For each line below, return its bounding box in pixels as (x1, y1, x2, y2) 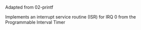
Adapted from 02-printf (5, 4, 53, 10)
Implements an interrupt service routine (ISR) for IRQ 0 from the (5, 14, 136, 19)
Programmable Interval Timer (5, 19, 65, 25)
